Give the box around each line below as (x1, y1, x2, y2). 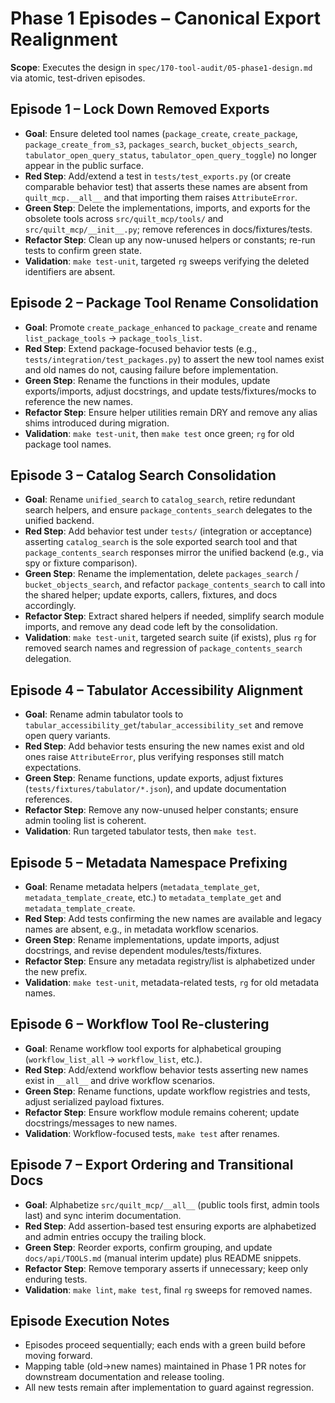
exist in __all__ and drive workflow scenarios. (24, 1074, 216, 1086)
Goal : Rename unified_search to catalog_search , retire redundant (24, 493, 296, 506)
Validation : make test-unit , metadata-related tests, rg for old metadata (24, 977, 320, 988)
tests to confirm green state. (24, 244, 142, 256)
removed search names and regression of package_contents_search (24, 642, 303, 654)
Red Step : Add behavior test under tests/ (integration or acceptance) (24, 525, 313, 537)
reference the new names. (24, 395, 134, 407)
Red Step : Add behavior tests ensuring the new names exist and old (24, 740, 305, 752)
